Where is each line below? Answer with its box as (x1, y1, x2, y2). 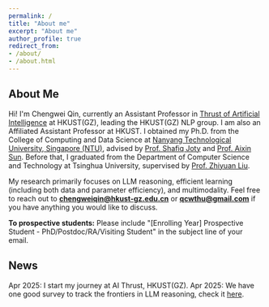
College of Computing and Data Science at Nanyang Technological (8, 135, 232, 145)
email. (8, 235, 29, 244)
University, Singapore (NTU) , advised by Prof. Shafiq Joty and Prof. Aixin (8, 143, 252, 153)
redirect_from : (8, 42, 60, 50)
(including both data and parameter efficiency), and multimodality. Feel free (8, 184, 261, 195)
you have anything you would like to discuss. (8, 202, 158, 212)
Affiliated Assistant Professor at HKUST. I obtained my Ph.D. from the (8, 126, 239, 136)
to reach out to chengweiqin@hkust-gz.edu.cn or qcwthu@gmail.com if (8, 193, 256, 203)
